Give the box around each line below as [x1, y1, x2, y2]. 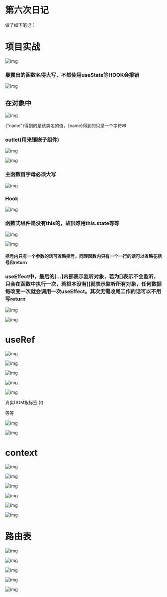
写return [5, 295, 26, 302]
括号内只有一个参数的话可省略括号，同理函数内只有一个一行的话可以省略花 [5, 253, 158, 259]
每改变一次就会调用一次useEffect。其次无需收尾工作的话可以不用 [5, 288, 162, 295]
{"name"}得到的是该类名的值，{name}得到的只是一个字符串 [5, 123, 127, 129]
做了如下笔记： [5, 22, 36, 28]
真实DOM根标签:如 [5, 400, 43, 405]
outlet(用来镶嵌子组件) [5, 136, 60, 143]
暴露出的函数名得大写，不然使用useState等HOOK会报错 [5, 71, 139, 78]
